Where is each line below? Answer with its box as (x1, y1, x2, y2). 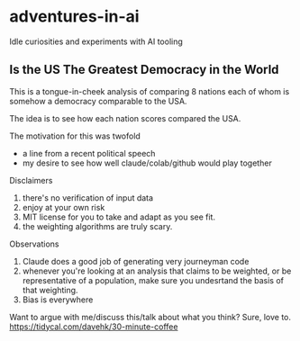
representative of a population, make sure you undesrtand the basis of (22, 274, 285, 285)
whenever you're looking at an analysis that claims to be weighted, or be (22, 265, 292, 276)
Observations (9, 238, 60, 249)
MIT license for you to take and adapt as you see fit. (22, 211, 216, 222)
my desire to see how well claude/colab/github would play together (22, 157, 272, 168)
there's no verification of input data (22, 192, 154, 203)
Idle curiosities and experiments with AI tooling (9, 36, 183, 47)
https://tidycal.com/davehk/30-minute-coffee (9, 321, 178, 332)
